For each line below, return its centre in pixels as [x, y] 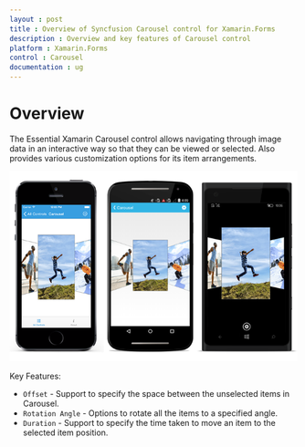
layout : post [37, 19]
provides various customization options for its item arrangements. [133, 158]
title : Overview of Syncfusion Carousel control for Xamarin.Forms [142, 29]
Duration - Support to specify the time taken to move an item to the [149, 423]
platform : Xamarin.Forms [58, 48]
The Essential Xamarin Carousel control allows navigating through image [146, 139]
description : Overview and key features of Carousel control [130, 38]
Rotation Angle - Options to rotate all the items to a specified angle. [150, 413]
